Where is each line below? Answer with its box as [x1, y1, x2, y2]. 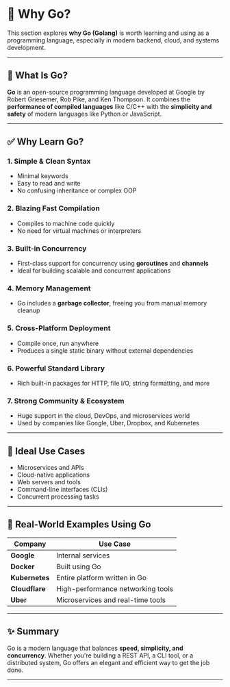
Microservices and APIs [16, 464, 84, 472]
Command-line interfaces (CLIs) [16, 486, 108, 494]
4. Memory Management [7, 284, 91, 293]
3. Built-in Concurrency [7, 243, 87, 253]
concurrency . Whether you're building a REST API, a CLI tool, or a [7, 651, 194, 660]
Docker [10, 562, 35, 571]
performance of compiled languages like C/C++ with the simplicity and [7, 102, 212, 110]
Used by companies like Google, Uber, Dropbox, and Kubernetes [16, 419, 200, 427]
